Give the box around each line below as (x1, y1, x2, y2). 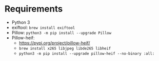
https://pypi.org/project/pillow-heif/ (19, 40, 90, 46)
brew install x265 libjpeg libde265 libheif (19, 46, 111, 51)
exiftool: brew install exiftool (11, 24, 75, 30)
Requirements (4, 3, 63, 15)
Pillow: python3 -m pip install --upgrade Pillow (11, 30, 112, 35)
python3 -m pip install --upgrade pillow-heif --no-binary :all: (19, 51, 155, 56)
